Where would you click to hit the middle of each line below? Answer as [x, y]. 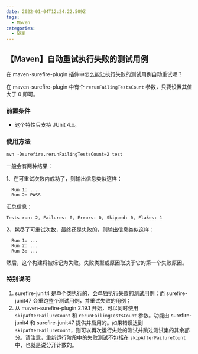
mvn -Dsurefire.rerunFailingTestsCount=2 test [64, 154]
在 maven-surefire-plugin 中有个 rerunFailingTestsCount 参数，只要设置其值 [99, 87]
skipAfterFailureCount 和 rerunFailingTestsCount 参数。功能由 [92, 315]
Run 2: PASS [26, 195]
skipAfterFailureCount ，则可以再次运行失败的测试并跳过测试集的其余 [100, 330]
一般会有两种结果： [30, 166]
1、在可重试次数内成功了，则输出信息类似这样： [64, 178]
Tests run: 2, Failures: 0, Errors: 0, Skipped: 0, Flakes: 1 [84, 218]
